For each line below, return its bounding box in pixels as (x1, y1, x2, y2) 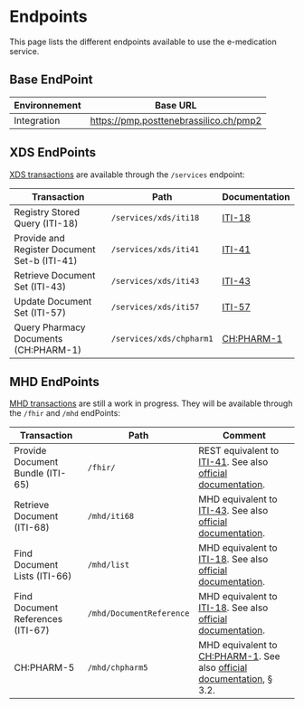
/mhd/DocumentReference (87, 609, 190, 618)
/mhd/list (87, 560, 129, 571)
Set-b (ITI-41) (14, 254, 78, 267)
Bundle (14, 467, 44, 480)
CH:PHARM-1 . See (198, 650, 280, 663)
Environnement (14, 99, 81, 111)
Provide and (14, 231, 65, 244)
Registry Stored (14, 205, 81, 218)
